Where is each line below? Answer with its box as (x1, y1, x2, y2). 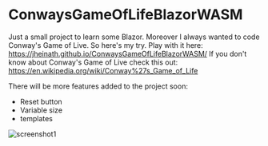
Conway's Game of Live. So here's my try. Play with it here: (8, 40, 204, 49)
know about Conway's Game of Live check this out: (8, 57, 178, 67)
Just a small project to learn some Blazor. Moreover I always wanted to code (8, 32, 260, 41)
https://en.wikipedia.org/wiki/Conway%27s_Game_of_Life (8, 65, 198, 75)
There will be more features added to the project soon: (8, 81, 188, 91)
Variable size (19, 105, 62, 115)
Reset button (19, 97, 62, 106)
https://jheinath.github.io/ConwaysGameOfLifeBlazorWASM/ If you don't (8, 49, 247, 58)
